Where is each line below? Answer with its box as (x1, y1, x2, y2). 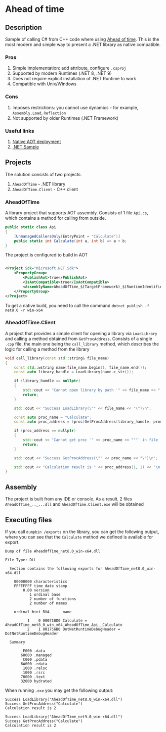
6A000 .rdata (20, 661, 48, 666)
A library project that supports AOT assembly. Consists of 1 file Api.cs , (5, 210, 148, 216)
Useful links (5, 127, 35, 134)
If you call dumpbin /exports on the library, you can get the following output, (5, 529, 160, 535)
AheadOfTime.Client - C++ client (12, 186, 78, 192)
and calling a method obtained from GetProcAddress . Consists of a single (5, 336, 152, 342)
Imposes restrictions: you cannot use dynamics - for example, (12, 104, 139, 110)
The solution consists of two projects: (5, 171, 82, 177)
